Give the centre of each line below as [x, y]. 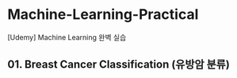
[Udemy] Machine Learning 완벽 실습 [67, 37]
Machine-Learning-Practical [103, 15]
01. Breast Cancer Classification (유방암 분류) [119, 65]
